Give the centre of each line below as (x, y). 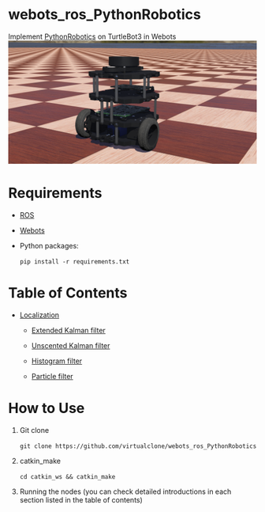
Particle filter (52, 376)
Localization (39, 315)
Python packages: (49, 245)
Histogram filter (57, 361)
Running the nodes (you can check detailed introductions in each (125, 491)
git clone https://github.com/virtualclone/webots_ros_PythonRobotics (138, 446)
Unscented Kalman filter (71, 345)
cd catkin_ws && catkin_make (67, 476)
